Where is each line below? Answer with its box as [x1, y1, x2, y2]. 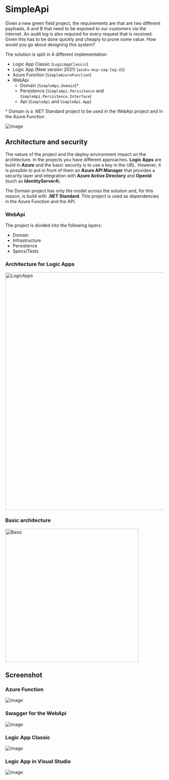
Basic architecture [5, 517, 51, 524]
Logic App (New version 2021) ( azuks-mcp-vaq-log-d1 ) [12, 66, 125, 72]
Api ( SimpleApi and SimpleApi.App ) [20, 98, 92, 104]
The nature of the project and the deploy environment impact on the [5, 151, 146, 157]
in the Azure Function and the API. [5, 198, 76, 204]
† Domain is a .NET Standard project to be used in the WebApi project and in [5, 108, 163, 114]
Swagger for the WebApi [5, 710, 67, 717]
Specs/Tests [12, 248, 39, 254]
